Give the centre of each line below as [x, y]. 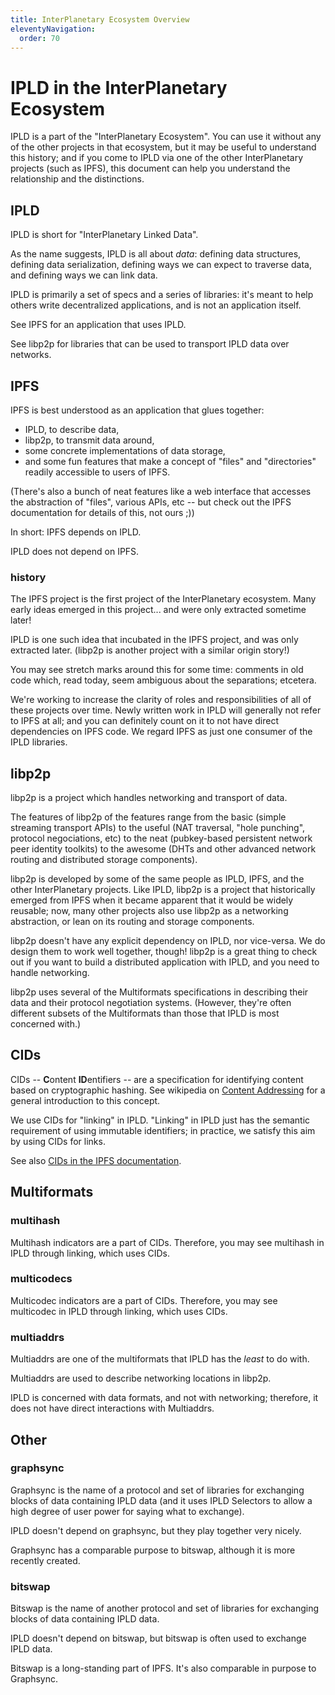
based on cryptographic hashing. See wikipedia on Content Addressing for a [168, 1090]
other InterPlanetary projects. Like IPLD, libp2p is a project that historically [163, 890]
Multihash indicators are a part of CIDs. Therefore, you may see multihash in [167, 1242]
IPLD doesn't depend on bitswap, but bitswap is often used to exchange [158, 1638]
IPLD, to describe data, [72, 429]
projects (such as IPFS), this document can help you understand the [150, 168]
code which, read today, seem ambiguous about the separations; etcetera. [163, 680]
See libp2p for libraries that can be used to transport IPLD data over [150, 344]
